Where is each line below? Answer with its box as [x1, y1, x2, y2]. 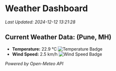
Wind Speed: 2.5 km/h [12, 51, 58, 57]
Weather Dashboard [5, 3, 88, 14]
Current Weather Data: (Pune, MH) [5, 33, 112, 41]
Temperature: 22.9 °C [12, 46, 57, 52]
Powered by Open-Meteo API [5, 60, 64, 66]
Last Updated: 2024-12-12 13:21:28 [5, 19, 76, 25]
